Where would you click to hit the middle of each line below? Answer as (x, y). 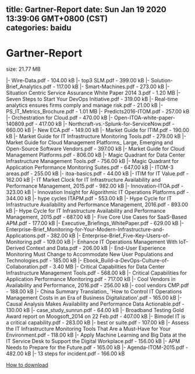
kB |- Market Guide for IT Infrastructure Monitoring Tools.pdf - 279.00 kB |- (96, 136)
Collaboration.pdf (27, 267)
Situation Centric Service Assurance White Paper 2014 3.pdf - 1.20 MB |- (93, 93)
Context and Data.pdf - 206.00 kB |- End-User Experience (96, 248)
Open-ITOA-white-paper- (145, 118)
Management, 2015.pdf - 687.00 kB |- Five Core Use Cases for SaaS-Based (97, 217)
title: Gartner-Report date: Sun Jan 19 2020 (86, 10)
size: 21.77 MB (23, 69)
